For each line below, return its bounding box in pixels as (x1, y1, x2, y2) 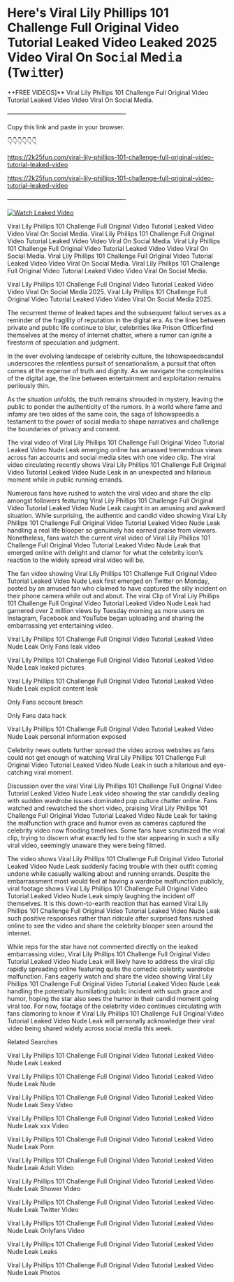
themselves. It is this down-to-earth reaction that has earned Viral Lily (7, 899, 209, 907)
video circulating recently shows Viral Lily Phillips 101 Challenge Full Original (7, 460, 226, 469)
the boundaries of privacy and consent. (7, 424, 121, 433)
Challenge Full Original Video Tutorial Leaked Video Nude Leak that (7, 540, 200, 549)
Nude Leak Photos (7, 1268, 61, 1276)
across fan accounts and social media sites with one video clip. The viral (7, 453, 216, 461)
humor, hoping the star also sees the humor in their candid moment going (7, 994, 219, 1002)
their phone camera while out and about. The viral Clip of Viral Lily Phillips (7, 591, 220, 600)
